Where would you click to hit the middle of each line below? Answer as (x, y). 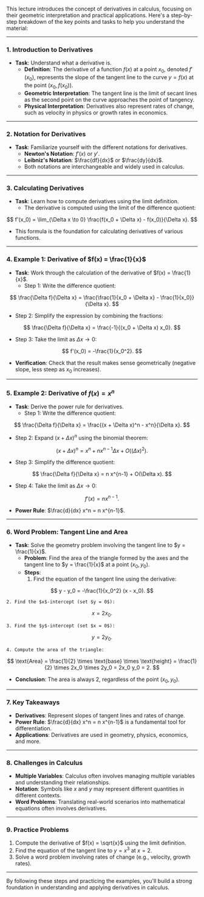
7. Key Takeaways (33, 702)
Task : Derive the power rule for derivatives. (69, 407)
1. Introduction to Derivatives (50, 49)
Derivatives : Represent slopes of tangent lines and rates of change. (100, 715)
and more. (28, 741)
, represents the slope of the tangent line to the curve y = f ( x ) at (114, 77)
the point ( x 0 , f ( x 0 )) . (49, 86)
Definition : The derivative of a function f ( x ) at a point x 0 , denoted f (108, 70)
